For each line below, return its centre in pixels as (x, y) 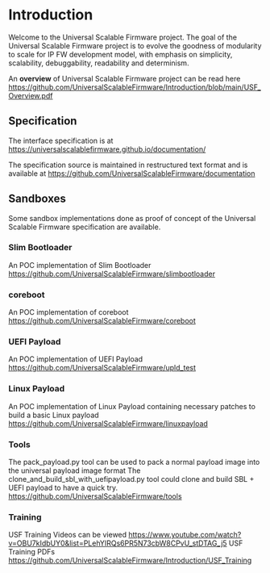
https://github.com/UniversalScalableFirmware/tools (96, 496)
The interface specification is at (61, 140)
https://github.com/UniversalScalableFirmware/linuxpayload (108, 423)
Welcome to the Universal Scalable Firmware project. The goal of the (123, 37)
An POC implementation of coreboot (69, 312)
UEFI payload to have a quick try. (63, 488)
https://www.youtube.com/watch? (185, 535)
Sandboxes (37, 199)
